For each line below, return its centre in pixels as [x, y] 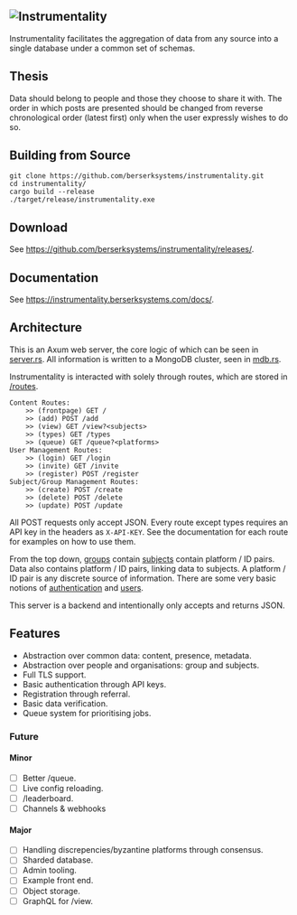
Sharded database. [58, 860]
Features [35, 634]
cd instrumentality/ [48, 184]
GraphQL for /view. [57, 901]
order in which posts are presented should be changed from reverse [136, 107]
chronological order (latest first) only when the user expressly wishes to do [149, 117]
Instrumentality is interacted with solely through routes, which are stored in [148, 377]
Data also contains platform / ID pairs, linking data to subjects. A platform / [148, 568]
